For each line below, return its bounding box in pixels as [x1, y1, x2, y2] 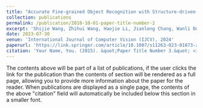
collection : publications [6, 14, 71, 20]
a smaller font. [6, 96, 42, 103]
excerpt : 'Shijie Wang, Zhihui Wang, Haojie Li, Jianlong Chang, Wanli [6, 25, 190, 32]
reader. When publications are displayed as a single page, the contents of [6, 83, 190, 91]
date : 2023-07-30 [6, 31, 50, 37]
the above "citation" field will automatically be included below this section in [6, 89, 196, 97]
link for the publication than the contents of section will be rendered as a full [6, 70, 196, 78]
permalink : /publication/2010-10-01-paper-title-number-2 [6, 20, 155, 26]
